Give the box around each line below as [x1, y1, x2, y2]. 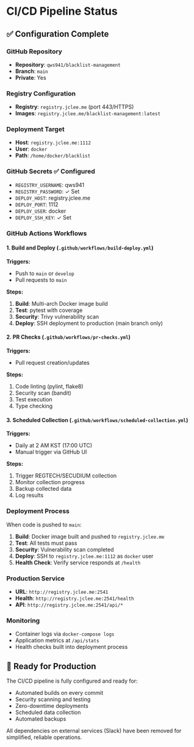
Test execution [15, 396, 53, 403]
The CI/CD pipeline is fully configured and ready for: [6, 677, 138, 684]
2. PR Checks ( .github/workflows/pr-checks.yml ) [6, 333, 131, 341]
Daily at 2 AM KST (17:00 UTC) [15, 442, 93, 449]
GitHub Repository [6, 47, 63, 56]
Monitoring [6, 616, 40, 624]
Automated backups [15, 715, 66, 722]
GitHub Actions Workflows [6, 229, 87, 237]
